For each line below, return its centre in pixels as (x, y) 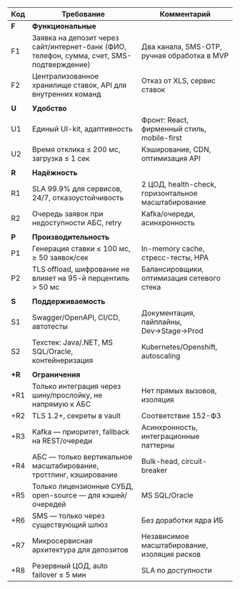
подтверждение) (61, 65)
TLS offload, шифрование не (81, 269)
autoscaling (161, 356)
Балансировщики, (173, 269)
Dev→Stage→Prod (172, 331)
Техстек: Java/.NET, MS (72, 342)
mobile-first (162, 138)
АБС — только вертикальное (82, 457)
